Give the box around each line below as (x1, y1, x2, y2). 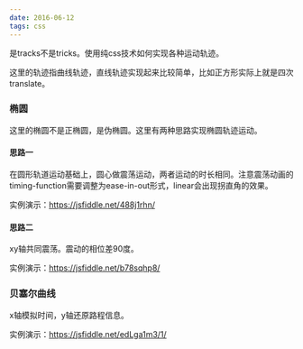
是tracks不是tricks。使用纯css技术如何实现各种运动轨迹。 (9, 47, 225, 59)
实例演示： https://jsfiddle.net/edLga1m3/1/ (9, 328, 167, 339)
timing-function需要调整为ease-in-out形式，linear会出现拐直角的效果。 (9, 180, 273, 190)
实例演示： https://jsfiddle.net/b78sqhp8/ (9, 262, 161, 273)
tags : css (9, 22, 47, 31)
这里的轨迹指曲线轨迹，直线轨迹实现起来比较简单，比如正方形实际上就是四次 (9, 67, 294, 78)
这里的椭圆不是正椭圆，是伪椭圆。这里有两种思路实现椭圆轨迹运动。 (9, 124, 262, 135)
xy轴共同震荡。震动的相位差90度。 (9, 243, 140, 254)
